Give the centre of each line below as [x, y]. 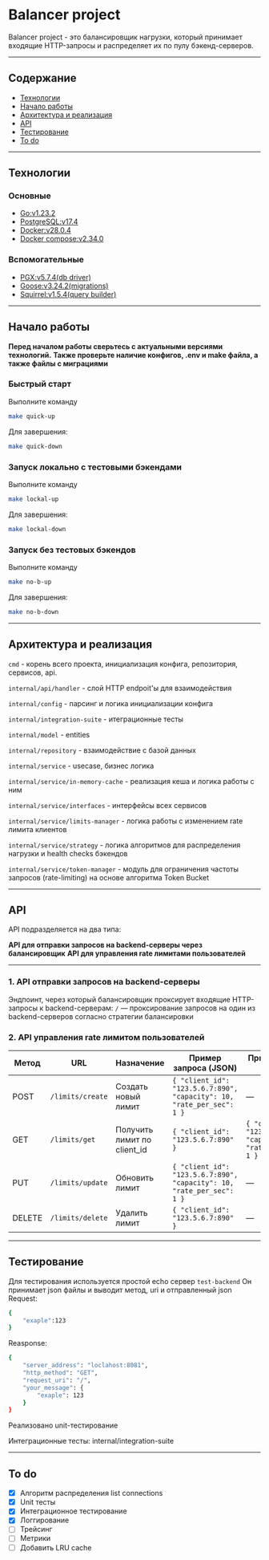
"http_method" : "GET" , [60, 1373]
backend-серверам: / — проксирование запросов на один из [151, 1008]
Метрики [35, 1538]
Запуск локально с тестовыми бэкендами [95, 467]
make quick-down [35, 446]
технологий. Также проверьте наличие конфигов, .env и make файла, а [133, 355]
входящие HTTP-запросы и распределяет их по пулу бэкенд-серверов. [131, 45]
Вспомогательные [46, 260]
